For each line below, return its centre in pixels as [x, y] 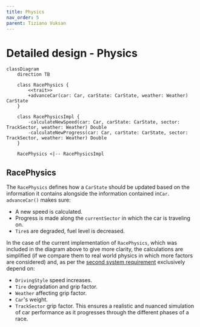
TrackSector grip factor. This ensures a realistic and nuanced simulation [105, 306]
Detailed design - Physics [72, 53]
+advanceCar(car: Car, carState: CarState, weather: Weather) [108, 96]
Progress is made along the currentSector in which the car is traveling [103, 218]
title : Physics [25, 12]
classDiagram [23, 69]
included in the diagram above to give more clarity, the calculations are [95, 249]
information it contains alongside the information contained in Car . [88, 194]
